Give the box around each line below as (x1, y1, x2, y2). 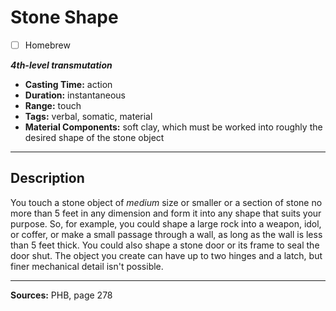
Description (10, 170, 85, 187)
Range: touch (24, 100, 82, 111)
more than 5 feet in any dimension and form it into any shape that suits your (10, 207, 322, 219)
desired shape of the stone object (24, 132, 165, 143)
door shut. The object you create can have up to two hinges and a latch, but (10, 249, 323, 261)
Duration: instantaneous (24, 89, 126, 101)
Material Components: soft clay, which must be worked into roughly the (24, 121, 323, 133)
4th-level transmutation (10, 59, 113, 71)
